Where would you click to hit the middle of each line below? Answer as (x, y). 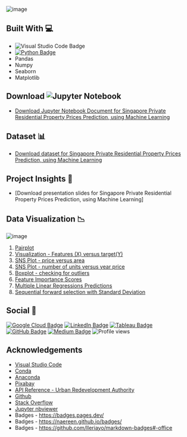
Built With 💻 (30, 29)
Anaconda (27, 377)
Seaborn (25, 71)
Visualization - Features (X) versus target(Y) (69, 254)
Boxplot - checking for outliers (52, 273)
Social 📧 (21, 310)
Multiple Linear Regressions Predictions (63, 286)
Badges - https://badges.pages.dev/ (59, 415)
